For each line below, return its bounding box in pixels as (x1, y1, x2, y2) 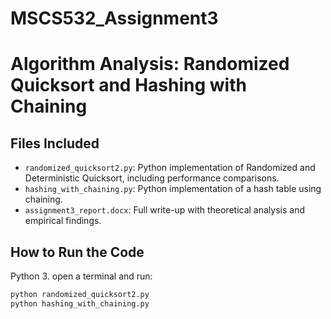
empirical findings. (24, 215, 102, 227)
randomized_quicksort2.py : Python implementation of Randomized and (24, 162, 316, 174)
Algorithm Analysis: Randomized (10, 53, 290, 76)
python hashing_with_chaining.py (10, 298, 150, 309)
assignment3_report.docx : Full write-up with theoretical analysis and (24, 204, 305, 216)
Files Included (10, 135, 100, 152)
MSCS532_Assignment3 (10, 7, 219, 30)
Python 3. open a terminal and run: (10, 270, 153, 282)
